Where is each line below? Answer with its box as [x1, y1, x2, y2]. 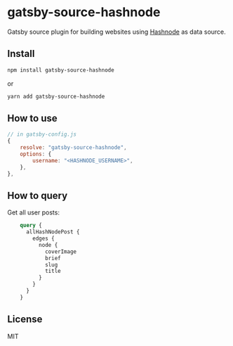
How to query [7, 189, 68, 201]
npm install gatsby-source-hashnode [7, 66, 114, 74]
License [7, 314, 43, 326]
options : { [20, 150, 52, 158]
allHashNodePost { [25, 229, 80, 236]
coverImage [44, 248, 77, 255]
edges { [32, 235, 55, 242]
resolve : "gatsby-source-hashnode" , [20, 144, 128, 151]
